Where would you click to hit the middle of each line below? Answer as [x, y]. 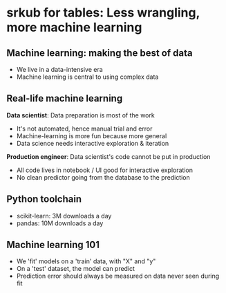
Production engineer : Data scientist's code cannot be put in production [109, 156]
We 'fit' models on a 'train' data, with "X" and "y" [86, 261]
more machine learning [74, 27]
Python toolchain [44, 199]
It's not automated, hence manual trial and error [84, 129]
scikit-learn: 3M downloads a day [64, 216]
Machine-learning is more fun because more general [92, 135]
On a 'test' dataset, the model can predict [76, 269]
